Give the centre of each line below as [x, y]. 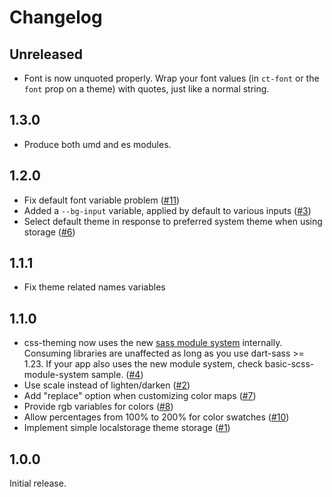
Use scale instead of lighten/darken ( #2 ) [107, 385]
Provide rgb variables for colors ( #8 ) [98, 407]
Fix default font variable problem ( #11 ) [102, 200]
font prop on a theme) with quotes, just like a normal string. [146, 89]
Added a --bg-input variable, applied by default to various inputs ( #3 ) [167, 210]
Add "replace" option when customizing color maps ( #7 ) [140, 396]
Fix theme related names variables [94, 287]
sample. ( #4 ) [117, 375]
